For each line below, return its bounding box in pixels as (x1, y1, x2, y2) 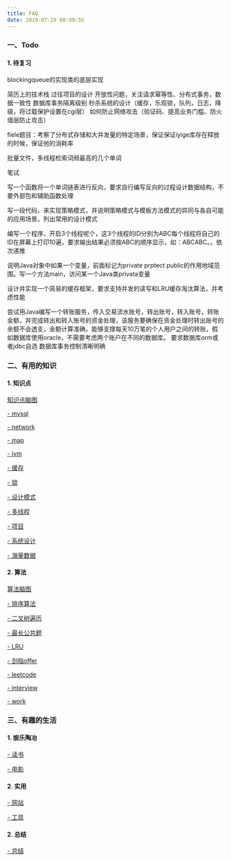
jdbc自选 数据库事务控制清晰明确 (12, 342, 106, 350)
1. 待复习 (7, 59, 32, 67)
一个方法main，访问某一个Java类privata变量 (25, 270, 151, 278)
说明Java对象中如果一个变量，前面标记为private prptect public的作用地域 (7, 261, 214, 269)
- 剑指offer (7, 656, 38, 664)
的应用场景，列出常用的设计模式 (7, 215, 98, 223)
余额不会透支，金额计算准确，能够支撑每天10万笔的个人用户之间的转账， (7, 325, 212, 333)
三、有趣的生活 (7, 715, 57, 725)
